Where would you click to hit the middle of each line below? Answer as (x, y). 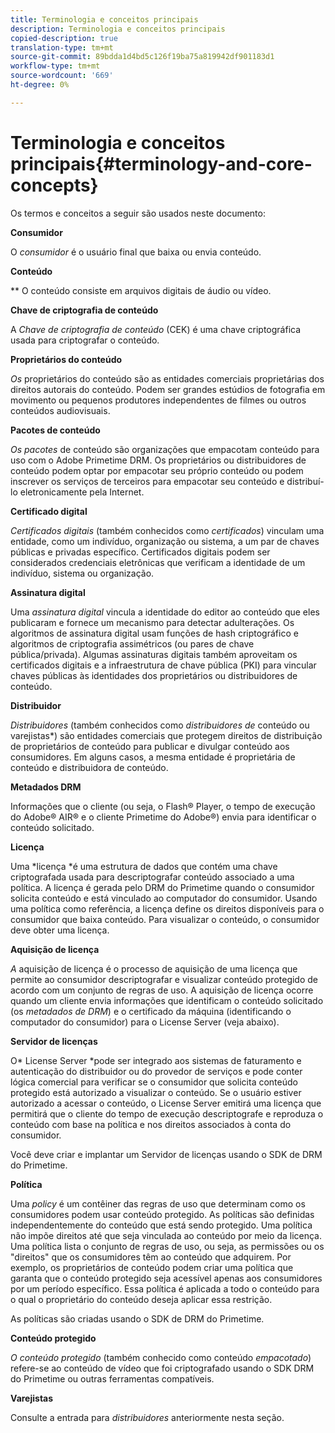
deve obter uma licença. (60, 930)
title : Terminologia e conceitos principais (104, 19)
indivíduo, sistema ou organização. (82, 573)
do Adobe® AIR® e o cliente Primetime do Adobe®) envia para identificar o (163, 817)
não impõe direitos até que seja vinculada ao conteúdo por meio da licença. (166, 1235)
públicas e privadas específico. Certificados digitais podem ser (140, 552)
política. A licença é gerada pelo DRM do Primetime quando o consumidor (162, 887)
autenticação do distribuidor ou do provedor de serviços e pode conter (156, 1071)
